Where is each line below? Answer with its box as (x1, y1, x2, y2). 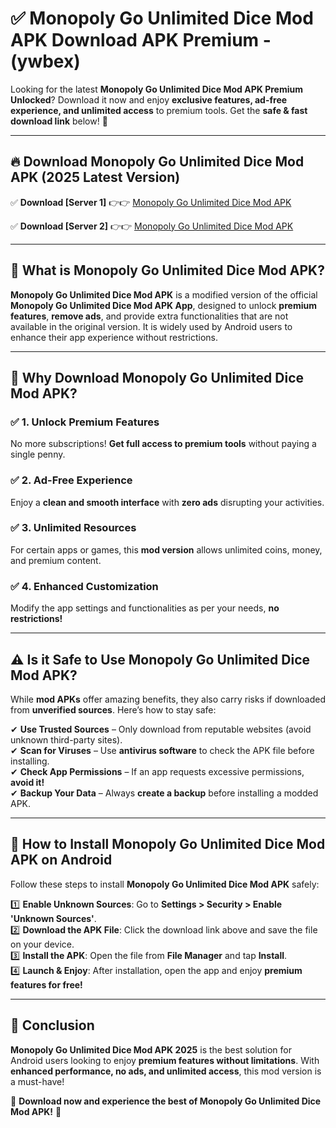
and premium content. (10, 554, 102, 566)
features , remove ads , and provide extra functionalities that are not (10, 310, 289, 322)
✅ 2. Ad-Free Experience (10, 473, 133, 487)
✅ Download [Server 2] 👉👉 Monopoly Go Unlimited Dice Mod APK (10, 220, 294, 232)
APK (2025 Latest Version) (10, 169, 181, 186)
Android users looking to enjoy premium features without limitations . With (10, 1054, 320, 1066)
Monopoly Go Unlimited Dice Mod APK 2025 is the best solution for (10, 1043, 293, 1056)
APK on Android (10, 852, 113, 869)
